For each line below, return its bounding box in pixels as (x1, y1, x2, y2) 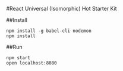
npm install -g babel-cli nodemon (6, 28, 92, 34)
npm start (6, 55, 31, 61)
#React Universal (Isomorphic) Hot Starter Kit (6, 5, 117, 12)
